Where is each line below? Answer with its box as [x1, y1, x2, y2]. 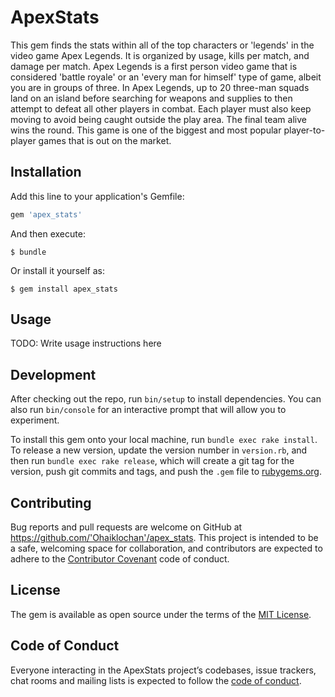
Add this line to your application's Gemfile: [10, 190, 185, 202]
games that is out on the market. [38, 134, 172, 146]
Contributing [10, 494, 92, 511]
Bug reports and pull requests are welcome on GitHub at [10, 521, 243, 533]
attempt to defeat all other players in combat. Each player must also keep [10, 102, 312, 115]
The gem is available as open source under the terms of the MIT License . [10, 608, 312, 620]
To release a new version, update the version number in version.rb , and [10, 444, 308, 456]
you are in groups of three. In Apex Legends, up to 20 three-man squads [10, 81, 310, 93]
